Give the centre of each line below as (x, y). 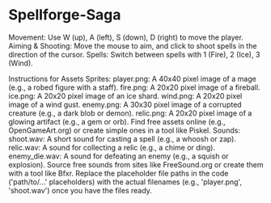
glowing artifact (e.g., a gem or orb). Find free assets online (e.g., (117, 121)
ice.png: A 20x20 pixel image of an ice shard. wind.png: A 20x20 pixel (125, 95)
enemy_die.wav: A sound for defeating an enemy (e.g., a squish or (119, 156)
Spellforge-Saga (65, 15)
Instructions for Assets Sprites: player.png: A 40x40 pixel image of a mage (132, 78)
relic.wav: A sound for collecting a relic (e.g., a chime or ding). (112, 147)
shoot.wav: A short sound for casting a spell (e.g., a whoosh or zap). (123, 138)
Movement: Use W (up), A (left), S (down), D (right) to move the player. (126, 37)
